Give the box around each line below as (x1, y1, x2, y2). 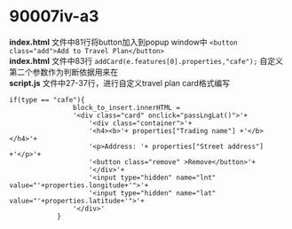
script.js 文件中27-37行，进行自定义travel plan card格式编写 (9, 77, 231, 88)
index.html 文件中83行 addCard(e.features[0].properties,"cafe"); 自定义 (9, 55, 284, 66)
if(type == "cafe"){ (9, 95, 86, 104)
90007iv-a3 (9, 6, 99, 27)
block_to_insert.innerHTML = (72, 103, 180, 112)
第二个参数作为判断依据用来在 (9, 67, 118, 77)
